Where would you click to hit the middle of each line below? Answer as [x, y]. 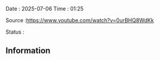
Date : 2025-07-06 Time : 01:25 [45, 9]
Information [28, 51]
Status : [15, 32]
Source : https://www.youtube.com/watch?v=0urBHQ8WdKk [80, 20]
